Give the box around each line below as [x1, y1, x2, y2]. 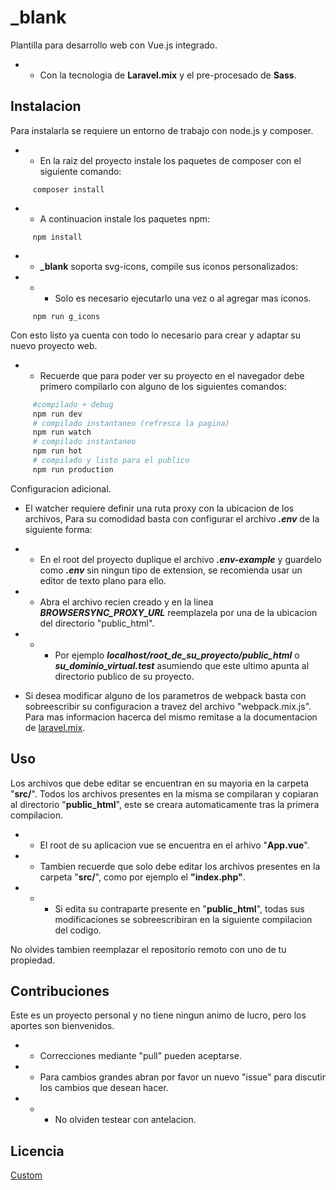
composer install [32, 184, 105, 195]
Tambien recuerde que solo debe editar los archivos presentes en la [39, 860, 321, 872]
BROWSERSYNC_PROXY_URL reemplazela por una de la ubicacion [39, 606, 318, 618]
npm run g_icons [32, 311, 101, 321]
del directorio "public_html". [39, 617, 155, 629]
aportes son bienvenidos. [10, 1020, 115, 1032]
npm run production [32, 464, 114, 475]
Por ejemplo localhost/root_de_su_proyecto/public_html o [54, 649, 300, 661]
